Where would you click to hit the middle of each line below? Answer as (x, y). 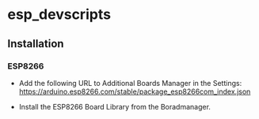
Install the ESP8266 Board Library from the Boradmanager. (115, 106)
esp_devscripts (59, 15)
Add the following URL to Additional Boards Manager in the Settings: (130, 83)
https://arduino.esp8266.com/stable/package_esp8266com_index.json (135, 91)
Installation (36, 44)
